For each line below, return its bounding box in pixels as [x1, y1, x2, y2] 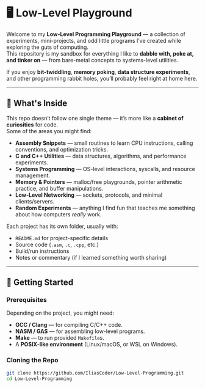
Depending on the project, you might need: [6, 309, 115, 317]
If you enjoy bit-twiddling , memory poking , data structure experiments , [6, 68, 190, 75]
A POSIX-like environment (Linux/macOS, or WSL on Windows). [15, 341, 178, 348]
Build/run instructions [15, 247, 70, 255]
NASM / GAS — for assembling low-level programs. [15, 328, 145, 335]
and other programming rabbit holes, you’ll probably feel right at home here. [6, 75, 198, 82]
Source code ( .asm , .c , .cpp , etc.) [15, 241, 99, 248]
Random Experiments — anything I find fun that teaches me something [15, 204, 195, 211]
